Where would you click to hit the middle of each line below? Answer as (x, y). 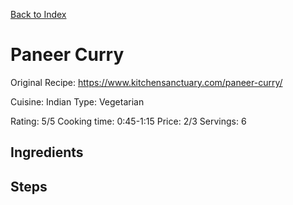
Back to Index (38, 14)
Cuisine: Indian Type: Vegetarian (77, 101)
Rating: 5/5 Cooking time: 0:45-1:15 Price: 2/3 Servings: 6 (128, 121)
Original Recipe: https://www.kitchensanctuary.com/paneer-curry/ (146, 82)
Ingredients (47, 152)
